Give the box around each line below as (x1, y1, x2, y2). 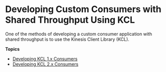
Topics (5, 46, 20, 52)
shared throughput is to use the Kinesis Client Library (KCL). (5, 36, 129, 42)
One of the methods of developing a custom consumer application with (5, 31, 152, 37)
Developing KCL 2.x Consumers (12, 61, 79, 67)
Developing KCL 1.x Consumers (12, 55, 78, 61)
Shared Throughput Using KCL (5, 14, 135, 26)
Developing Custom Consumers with (5, 4, 161, 15)
